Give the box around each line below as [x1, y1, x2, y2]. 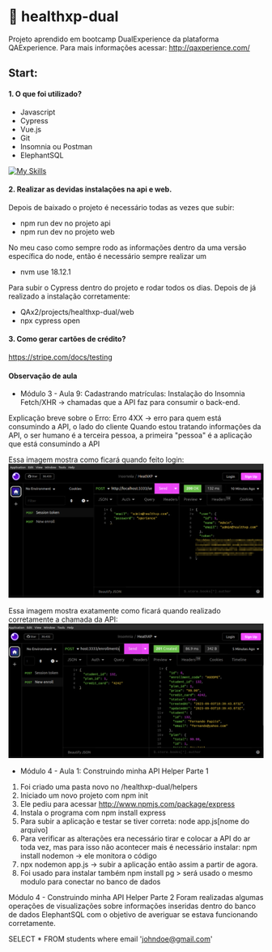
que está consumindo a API [8, 439, 100, 449]
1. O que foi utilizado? [8, 88, 83, 98]
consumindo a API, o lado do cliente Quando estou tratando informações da [8, 422, 261, 432]
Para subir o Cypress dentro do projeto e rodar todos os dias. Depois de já [8, 282, 257, 292]
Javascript [19, 107, 56, 117]
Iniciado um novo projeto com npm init [19, 790, 148, 800]
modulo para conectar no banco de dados [19, 877, 161, 886]
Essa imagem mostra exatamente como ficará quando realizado [8, 605, 221, 615]
